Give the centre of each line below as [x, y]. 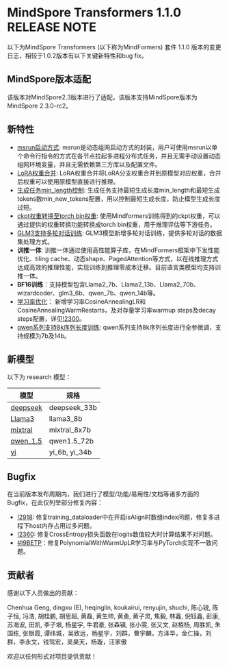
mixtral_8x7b [70, 430]
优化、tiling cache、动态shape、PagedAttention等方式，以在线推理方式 [118, 258]
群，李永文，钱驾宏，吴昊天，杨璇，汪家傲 [67, 642]
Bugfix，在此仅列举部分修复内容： [55, 502]
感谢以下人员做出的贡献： [43, 593]
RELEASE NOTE [52, 27]
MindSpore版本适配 [49, 79]
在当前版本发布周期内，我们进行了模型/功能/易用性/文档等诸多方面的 [103, 494]
